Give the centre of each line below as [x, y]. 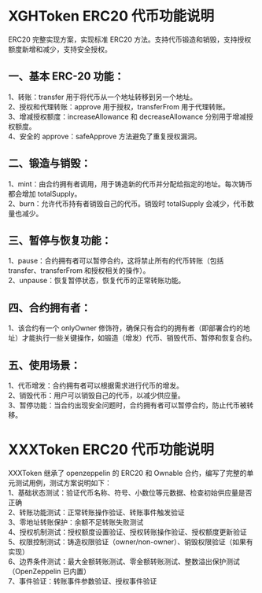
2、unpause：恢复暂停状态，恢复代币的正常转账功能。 [97, 281]
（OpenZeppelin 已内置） [49, 571]
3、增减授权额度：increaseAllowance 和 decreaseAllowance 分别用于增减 [127, 116]
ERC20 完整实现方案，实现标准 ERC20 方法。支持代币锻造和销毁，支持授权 [130, 39]
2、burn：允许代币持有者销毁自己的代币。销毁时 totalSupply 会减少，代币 [128, 203]
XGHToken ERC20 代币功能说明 [111, 16]
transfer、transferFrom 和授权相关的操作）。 [79, 271]
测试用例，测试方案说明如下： [63, 483]
